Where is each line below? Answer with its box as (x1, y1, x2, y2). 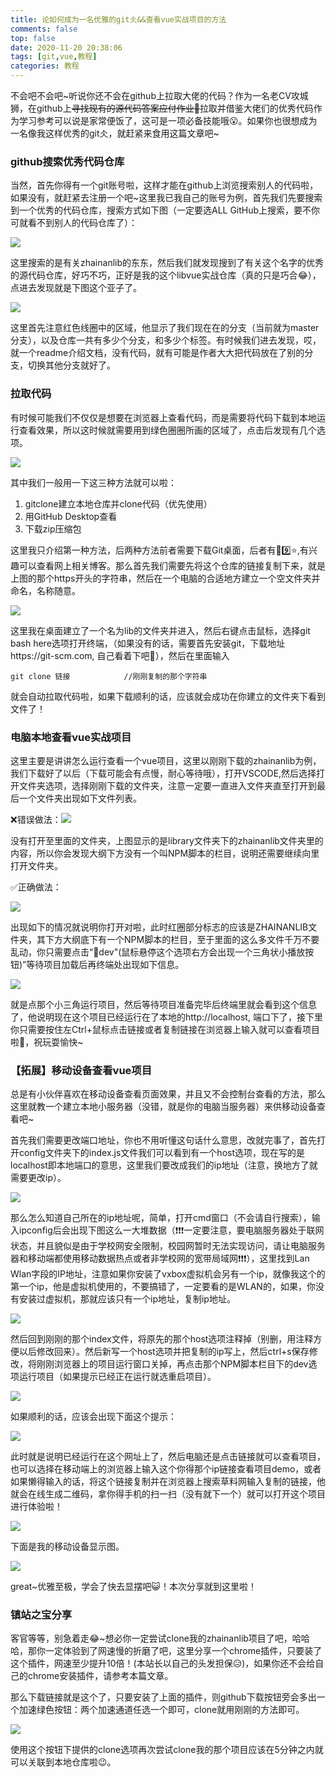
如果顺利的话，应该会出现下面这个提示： (10, 1411, 177, 1423)
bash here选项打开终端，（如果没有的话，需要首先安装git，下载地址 (10, 637, 286, 649)
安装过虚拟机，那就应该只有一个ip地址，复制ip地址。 (18, 1293, 236, 1305)
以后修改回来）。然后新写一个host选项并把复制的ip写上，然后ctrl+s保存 (18, 1346, 310, 1358)
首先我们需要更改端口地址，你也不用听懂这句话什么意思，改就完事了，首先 (10, 1134, 317, 1146)
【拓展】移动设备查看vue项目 (10, 1063, 153, 1077)
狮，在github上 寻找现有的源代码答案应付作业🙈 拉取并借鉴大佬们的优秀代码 (10, 102, 314, 114)
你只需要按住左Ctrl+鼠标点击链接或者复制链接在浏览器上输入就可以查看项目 (10, 1023, 320, 1035)
